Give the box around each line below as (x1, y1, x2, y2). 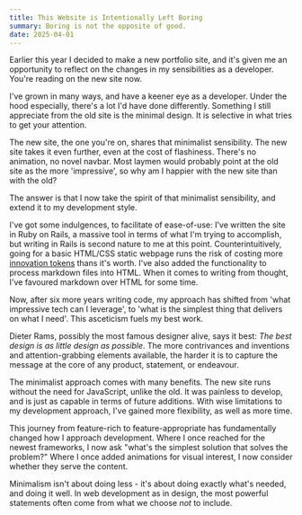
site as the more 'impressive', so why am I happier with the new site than (9, 165, 278, 176)
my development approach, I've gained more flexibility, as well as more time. (9, 405, 293, 416)
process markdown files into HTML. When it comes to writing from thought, (9, 267, 289, 279)
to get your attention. (9, 120, 87, 130)
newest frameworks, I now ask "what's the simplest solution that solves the (9, 442, 289, 453)
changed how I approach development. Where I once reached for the (9, 432, 266, 443)
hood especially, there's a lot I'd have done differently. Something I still (9, 101, 271, 111)
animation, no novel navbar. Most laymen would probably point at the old (9, 156, 279, 167)
